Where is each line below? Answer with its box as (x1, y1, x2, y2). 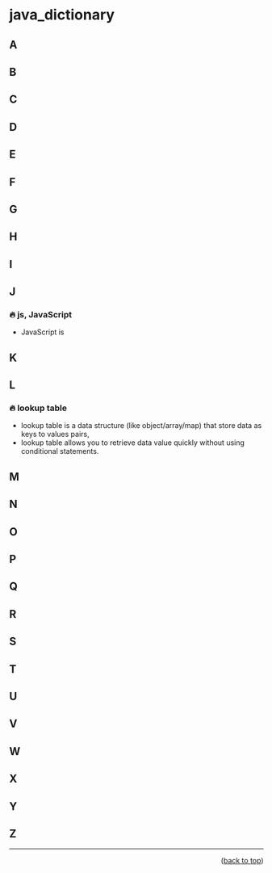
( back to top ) (220, 856, 264, 866)
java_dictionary (9, 6, 115, 24)
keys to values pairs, (20, 430, 90, 439)
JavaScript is (20, 327, 65, 337)
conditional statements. (20, 447, 99, 456)
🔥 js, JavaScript (9, 309, 73, 321)
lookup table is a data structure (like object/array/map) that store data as (20, 421, 262, 430)
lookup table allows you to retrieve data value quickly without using (20, 438, 245, 447)
